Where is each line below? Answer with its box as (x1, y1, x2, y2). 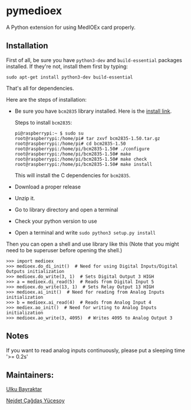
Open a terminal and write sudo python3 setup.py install (14, 229, 156, 236)
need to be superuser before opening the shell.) (6, 246, 123, 253)
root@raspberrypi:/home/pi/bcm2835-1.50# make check (14, 156, 147, 162)
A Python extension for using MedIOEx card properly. (6, 24, 136, 31)
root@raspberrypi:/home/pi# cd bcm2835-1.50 (14, 141, 126, 147)
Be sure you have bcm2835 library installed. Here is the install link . (14, 108, 172, 115)
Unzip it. (14, 194, 35, 201)
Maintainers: (6, 370, 54, 380)
